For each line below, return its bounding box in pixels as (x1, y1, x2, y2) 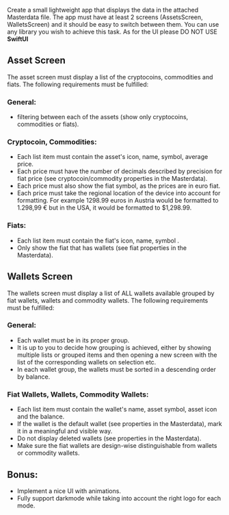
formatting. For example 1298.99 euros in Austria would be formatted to (16, 197, 219, 205)
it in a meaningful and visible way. (16, 427, 113, 436)
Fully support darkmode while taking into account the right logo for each (16, 494, 221, 502)
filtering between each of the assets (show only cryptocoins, (16, 113, 189, 121)
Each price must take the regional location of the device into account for (16, 189, 221, 197)
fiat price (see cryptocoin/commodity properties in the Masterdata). (16, 175, 208, 183)
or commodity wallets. (16, 449, 80, 457)
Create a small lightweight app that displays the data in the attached (7, 6, 199, 14)
